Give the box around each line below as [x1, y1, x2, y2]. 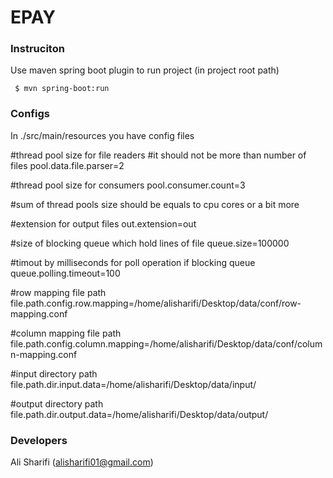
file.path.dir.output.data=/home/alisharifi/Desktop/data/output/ [10, 408, 269, 420]
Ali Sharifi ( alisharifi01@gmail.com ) [10, 456, 154, 468]
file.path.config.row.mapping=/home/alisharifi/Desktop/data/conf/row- [10, 297, 302, 309]
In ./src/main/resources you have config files [10, 129, 195, 141]
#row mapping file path [10, 286, 107, 298]
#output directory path [10, 397, 104, 410]
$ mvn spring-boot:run [14, 84, 110, 94]
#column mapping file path [10, 327, 122, 339]
